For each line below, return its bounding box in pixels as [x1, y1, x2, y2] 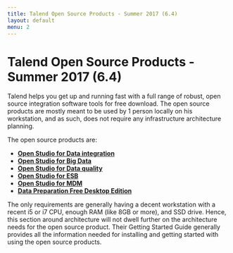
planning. [7, 122, 34, 130]
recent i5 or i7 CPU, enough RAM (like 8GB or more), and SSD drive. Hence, [7, 208, 227, 216]
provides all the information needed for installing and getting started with [7, 230, 219, 239]
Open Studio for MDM [17, 179, 83, 187]
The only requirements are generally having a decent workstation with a [7, 200, 216, 209]
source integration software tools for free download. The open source [7, 99, 210, 108]
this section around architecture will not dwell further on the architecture [7, 216, 218, 224]
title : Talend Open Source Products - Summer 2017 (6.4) [7, 10, 178, 18]
